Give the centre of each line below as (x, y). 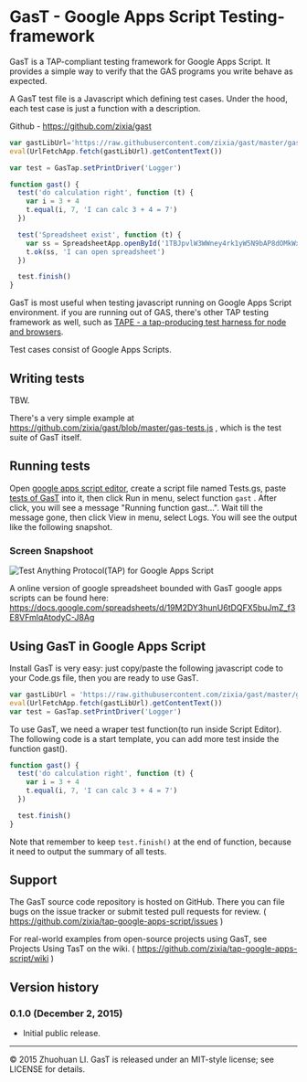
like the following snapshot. (61, 526)
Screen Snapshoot (52, 550)
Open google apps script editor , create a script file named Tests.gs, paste (148, 488)
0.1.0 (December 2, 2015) (66, 1013)
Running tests (50, 467)
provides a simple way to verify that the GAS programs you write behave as (152, 71)
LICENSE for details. (48, 1069)
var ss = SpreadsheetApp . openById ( (94, 243)
